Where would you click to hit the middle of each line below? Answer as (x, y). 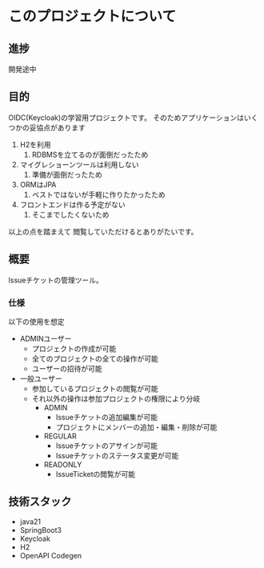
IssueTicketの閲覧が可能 (96, 474)
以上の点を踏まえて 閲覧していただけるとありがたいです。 (103, 231)
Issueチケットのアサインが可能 (107, 446)
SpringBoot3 (41, 530)
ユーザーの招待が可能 (67, 368)
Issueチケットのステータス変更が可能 (117, 455)
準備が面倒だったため (67, 174)
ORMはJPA (38, 184)
